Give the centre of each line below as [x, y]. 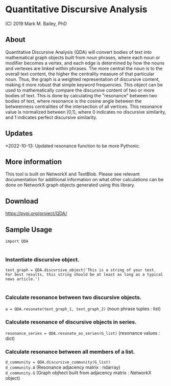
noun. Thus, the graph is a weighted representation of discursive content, [82, 79]
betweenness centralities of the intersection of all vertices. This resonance [84, 106]
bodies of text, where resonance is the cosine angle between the [74, 101]
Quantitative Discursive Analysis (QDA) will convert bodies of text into [79, 52]
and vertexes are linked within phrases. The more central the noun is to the [84, 68]
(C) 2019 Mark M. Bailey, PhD [36, 24]
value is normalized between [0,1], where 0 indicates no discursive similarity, [86, 112]
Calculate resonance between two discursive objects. [74, 297]
